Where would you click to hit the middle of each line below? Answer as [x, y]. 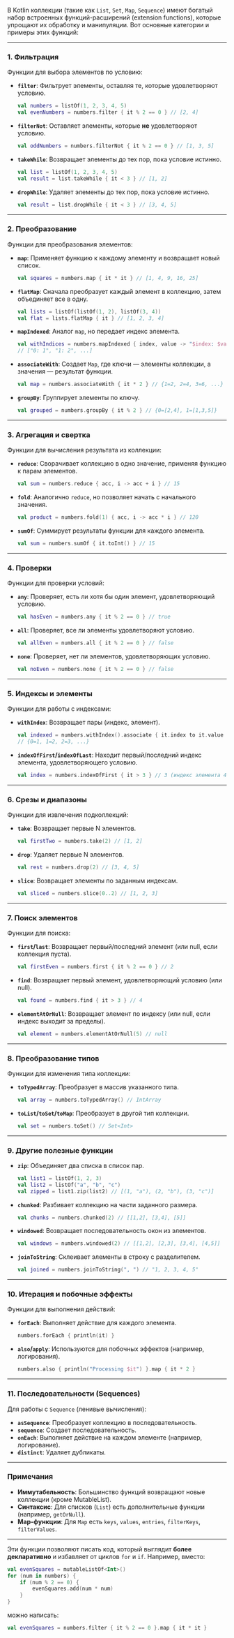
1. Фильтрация [33, 57]
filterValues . [37, 1529]
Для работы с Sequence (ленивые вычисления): [77, 1409]
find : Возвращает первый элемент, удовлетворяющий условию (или [120, 980]
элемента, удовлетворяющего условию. [77, 762]
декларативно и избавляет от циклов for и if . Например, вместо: [106, 1556]
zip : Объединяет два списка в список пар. [81, 1165]
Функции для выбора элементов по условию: [75, 72]
